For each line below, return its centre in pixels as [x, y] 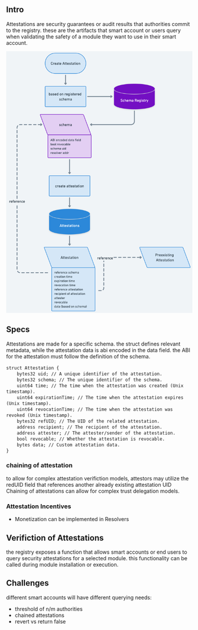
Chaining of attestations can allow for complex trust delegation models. [93, 491]
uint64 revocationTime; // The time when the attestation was [95, 409]
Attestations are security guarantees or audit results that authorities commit [98, 24]
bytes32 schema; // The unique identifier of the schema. [90, 380]
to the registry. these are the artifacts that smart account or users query [94, 30]
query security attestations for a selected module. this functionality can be [97, 558]
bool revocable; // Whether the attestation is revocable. [91, 439]
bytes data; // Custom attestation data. [68, 445]
